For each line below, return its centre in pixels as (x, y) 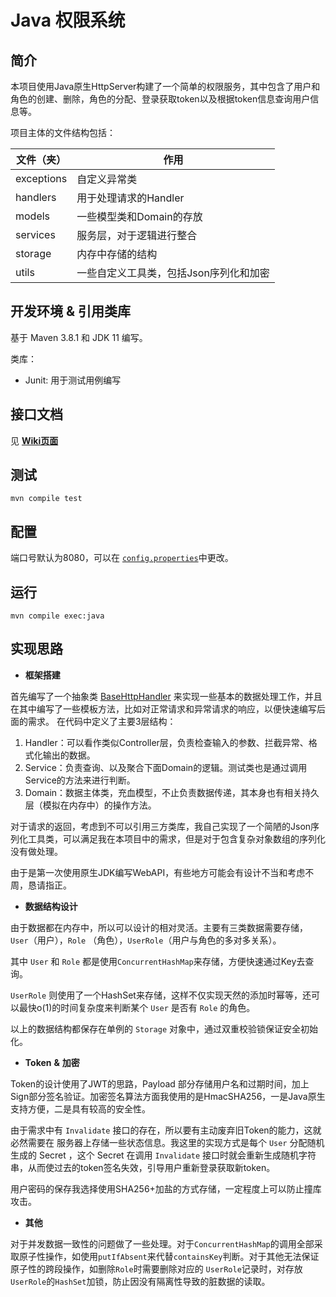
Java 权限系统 (68, 20)
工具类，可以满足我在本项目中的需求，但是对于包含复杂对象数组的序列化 (176, 838)
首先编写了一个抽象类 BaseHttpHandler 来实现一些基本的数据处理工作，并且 (166, 696)
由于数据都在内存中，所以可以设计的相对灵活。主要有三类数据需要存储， (159, 927)
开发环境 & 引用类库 (71, 311)
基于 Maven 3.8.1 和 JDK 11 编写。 (79, 337)
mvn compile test (46, 499)
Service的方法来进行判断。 (80, 780)
